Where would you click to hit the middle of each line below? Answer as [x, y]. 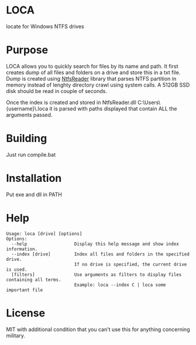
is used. [17, 270]
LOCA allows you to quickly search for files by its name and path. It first [92, 66]
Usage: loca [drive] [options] [44, 234]
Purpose [27, 50]
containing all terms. [34, 280]
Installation [34, 178]
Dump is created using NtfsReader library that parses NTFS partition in [91, 78]
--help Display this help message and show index [95, 244]
